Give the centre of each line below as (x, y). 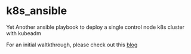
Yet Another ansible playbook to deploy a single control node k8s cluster (95, 27)
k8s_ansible (37, 11)
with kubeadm (24, 33)
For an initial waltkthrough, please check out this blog (72, 45)
